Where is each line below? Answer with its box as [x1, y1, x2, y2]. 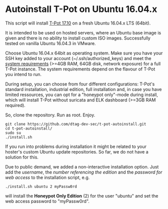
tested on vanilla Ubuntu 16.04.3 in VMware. [5, 40, 96, 46]
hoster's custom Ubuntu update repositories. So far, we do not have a [5, 148, 148, 154]
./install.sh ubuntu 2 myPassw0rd [5, 184, 77, 189]
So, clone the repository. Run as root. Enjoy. [5, 111, 95, 118]
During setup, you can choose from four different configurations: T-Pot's [5, 81, 155, 87]
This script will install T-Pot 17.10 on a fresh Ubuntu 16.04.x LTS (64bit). [5, 20, 151, 26]
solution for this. [5, 154, 39, 160]
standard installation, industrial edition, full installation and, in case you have [5, 86, 162, 92]
